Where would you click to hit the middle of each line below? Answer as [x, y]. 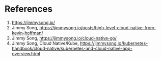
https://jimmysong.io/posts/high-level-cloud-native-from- [98, 27]
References [28, 9]
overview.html [26, 53]
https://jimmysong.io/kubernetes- [114, 43]
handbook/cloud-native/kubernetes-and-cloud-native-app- [72, 48]
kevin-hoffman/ [27, 33]
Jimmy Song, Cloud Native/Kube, [45, 43]
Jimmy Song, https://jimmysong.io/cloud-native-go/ [64, 38]
